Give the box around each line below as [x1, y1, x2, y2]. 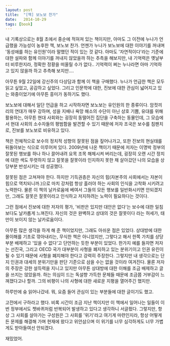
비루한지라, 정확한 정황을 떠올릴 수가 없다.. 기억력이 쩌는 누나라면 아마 [10, 61, 149, 67]
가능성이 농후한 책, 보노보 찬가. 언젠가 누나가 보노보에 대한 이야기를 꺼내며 [18, 43, 165, 49]
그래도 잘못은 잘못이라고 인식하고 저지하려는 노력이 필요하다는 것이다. [12, 193, 149, 199]
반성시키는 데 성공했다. [18, 163, 64, 170]
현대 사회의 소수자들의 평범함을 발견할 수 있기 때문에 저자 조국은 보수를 [10, 121, 150, 127]
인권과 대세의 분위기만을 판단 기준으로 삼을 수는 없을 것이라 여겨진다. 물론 [10, 259, 156, 265]
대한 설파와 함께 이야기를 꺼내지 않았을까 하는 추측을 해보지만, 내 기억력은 [5, 55, 150, 61]
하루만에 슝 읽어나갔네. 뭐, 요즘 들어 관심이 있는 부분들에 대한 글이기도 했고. [5, 289, 154, 295]
